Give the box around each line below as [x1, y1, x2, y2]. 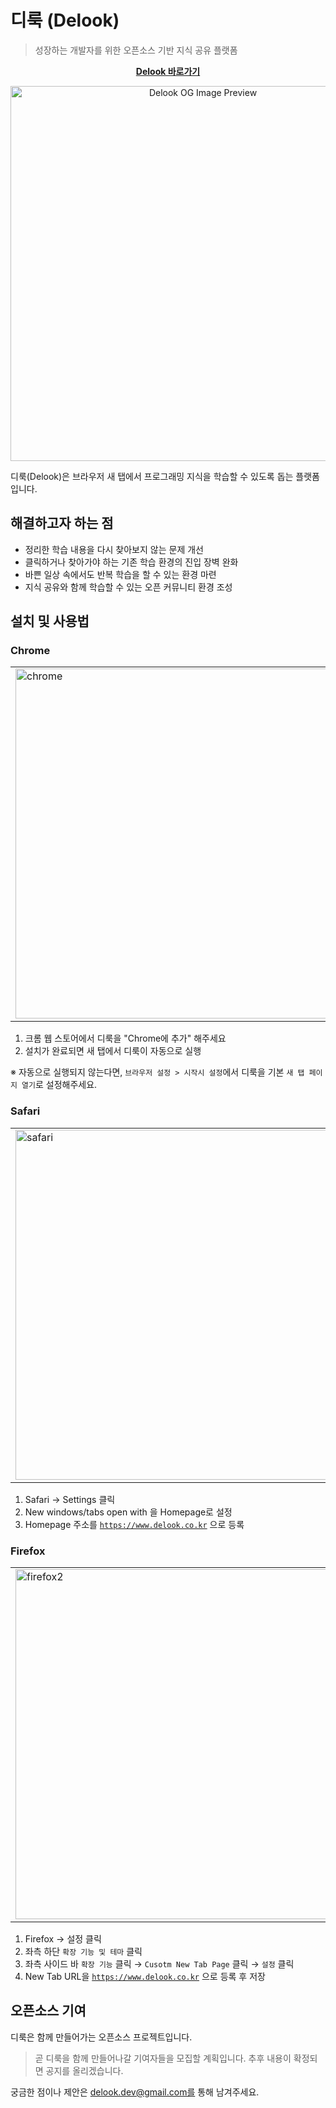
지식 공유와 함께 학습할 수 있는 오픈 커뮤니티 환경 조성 [24, 581, 233, 593]
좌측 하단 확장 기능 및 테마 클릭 [24, 1946, 143, 1958]
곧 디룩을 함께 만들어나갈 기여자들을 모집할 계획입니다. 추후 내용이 [34, 2052, 292, 2064]
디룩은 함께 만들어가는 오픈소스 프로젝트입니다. [10, 2031, 193, 2043]
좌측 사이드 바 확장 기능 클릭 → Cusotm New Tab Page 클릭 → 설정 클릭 [24, 1958, 295, 1970]
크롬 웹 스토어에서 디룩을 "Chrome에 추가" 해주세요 [24, 1032, 227, 1045]
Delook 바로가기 [135, 65, 201, 77]
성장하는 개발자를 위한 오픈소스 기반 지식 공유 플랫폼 [34, 44, 238, 56]
